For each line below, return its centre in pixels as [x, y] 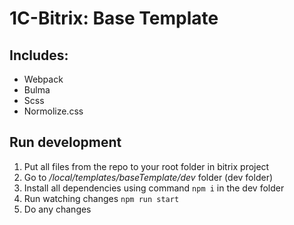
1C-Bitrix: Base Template [114, 18]
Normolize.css [53, 111]
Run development [65, 142]
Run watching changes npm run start [101, 198]
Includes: [39, 55]
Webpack [43, 79]
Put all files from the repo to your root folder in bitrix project [146, 166]
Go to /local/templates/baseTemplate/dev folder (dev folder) [148, 177]
